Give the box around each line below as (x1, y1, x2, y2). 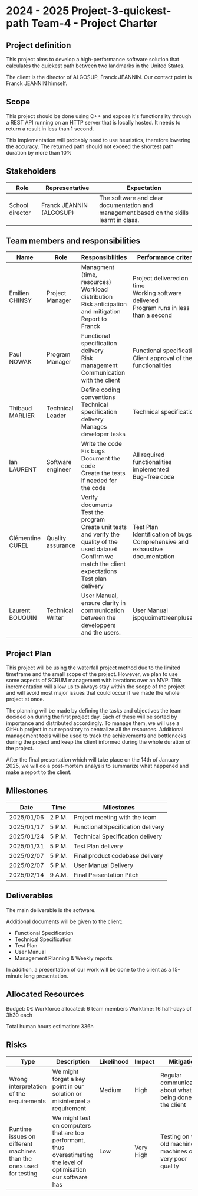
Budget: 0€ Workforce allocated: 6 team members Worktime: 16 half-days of (6, 1005, 192, 1012)
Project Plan (6, 648, 52, 659)
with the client (81, 376, 121, 384)
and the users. (81, 629, 121, 637)
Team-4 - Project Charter (31, 17, 158, 30)
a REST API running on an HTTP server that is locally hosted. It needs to (6, 119, 181, 126)
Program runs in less (132, 304, 190, 312)
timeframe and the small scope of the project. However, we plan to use (6, 671, 178, 678)
